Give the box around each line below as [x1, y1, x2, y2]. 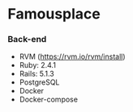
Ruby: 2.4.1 [19, 60, 56, 70]
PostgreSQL [19, 77, 60, 87]
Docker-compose [19, 94, 79, 105]
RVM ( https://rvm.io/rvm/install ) [19, 52, 127, 61]
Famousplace [7, 5, 101, 23]
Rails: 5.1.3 [19, 69, 54, 79]
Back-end [7, 34, 47, 45]
